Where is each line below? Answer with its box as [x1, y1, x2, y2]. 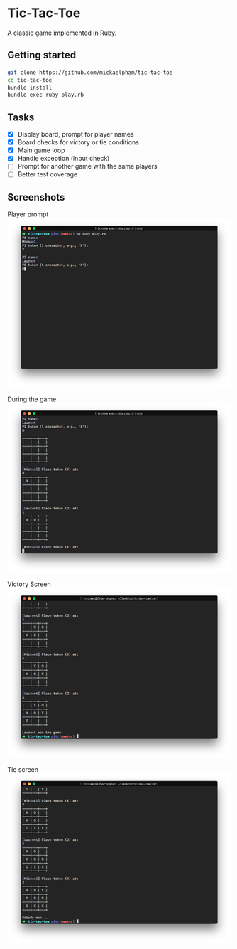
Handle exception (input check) [17, 154, 110, 163]
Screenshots [7, 191, 65, 203]
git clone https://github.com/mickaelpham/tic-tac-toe [7, 69, 173, 76]
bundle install [7, 84, 53, 91]
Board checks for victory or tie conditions [17, 138, 140, 147]
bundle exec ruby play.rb [7, 91, 84, 99]
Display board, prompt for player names [17, 130, 134, 139]
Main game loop [17, 146, 65, 154]
